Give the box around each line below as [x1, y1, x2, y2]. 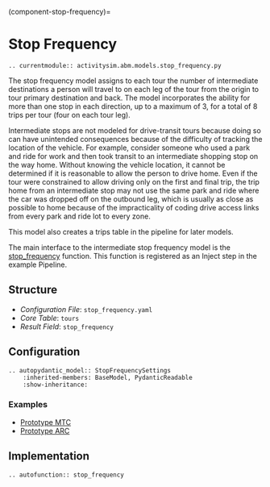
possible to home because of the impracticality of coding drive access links [8, 202, 260, 212]
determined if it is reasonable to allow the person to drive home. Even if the [8, 169, 258, 178]
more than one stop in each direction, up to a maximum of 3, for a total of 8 [8, 101, 258, 111]
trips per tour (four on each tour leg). [8, 110, 131, 119]
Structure [8, 283, 58, 297]
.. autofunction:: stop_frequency [8, 471, 125, 479]
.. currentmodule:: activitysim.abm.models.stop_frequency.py [8, 61, 222, 69]
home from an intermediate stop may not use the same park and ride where [8, 185, 260, 195]
